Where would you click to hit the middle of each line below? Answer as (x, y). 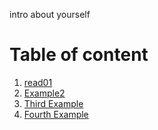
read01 (38, 82)
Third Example (53, 103)
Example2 (44, 93)
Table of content (79, 55)
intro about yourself (50, 14)
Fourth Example (56, 114)
